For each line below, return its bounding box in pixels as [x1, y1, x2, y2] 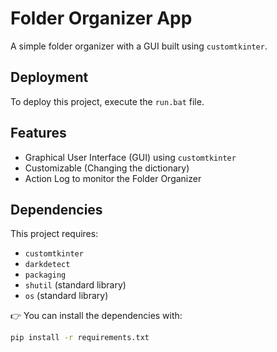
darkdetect [24, 260, 71, 270]
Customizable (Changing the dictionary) [24, 162, 190, 174]
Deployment [10, 69, 89, 86]
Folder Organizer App [10, 7, 193, 30]
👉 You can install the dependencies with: [10, 310, 183, 322]
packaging [24, 270, 67, 281]
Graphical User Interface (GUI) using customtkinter [24, 151, 237, 163]
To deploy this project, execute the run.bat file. [10, 95, 205, 107]
